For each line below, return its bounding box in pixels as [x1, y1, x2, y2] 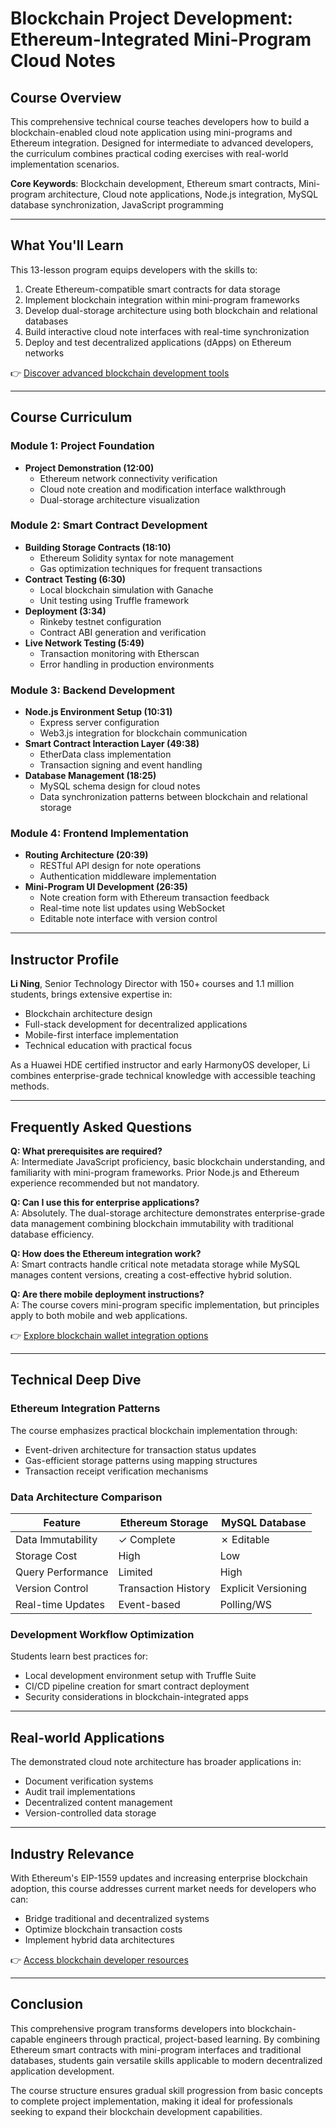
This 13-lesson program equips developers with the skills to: [10, 263, 258, 276]
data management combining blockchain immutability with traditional [10, 1218, 294, 1230]
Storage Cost [15, 1549, 78, 1562]
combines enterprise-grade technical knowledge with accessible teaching [10, 1070, 316, 1082]
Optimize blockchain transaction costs [24, 1923, 183, 1935]
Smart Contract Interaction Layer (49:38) [24, 738, 200, 750]
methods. [10, 1080, 50, 1092]
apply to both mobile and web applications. [10, 1310, 188, 1322]
